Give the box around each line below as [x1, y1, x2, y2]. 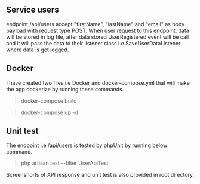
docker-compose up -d [20, 109, 79, 116]
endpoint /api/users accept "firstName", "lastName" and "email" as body [6, 20, 185, 27]
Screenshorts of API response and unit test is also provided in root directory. [6, 171, 195, 179]
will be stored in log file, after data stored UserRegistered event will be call [6, 33, 189, 41]
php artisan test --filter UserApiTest [20, 160, 109, 167]
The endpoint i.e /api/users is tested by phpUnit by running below [6, 142, 168, 149]
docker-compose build [20, 97, 77, 104]
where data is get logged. [6, 46, 69, 53]
